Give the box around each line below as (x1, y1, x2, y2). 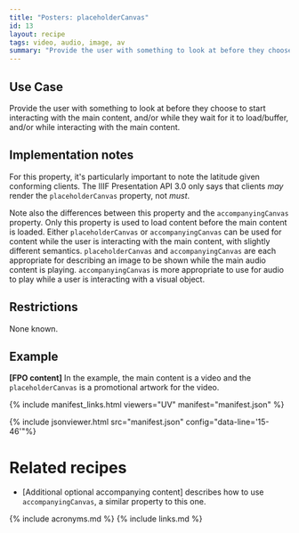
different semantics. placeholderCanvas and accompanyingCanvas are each (9, 245, 277, 256)
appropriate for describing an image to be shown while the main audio (9, 255, 267, 266)
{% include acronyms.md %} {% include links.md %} (9, 513, 203, 524)
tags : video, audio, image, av (9, 37, 125, 47)
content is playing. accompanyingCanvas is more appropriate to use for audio (9, 264, 285, 275)
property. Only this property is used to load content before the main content (9, 217, 287, 227)
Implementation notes (9, 148, 134, 163)
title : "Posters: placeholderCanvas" (9, 12, 149, 22)
